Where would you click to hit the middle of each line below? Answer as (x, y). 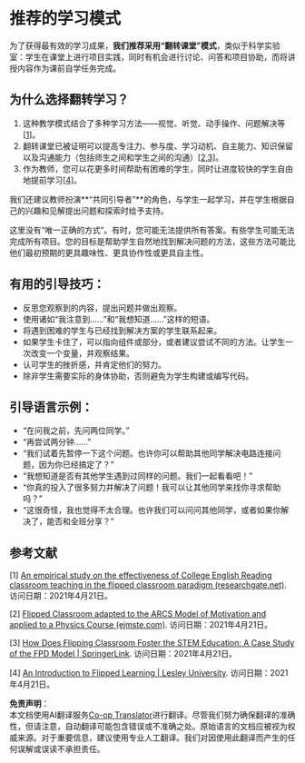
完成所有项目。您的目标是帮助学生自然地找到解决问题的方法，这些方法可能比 (152, 241)
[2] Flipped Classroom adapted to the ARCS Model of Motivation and (138, 614)
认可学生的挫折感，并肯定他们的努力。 (94, 364)
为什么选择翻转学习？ (69, 99)
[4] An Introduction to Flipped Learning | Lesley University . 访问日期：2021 (149, 673)
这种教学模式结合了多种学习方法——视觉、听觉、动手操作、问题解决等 (154, 123)
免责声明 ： (30, 704)
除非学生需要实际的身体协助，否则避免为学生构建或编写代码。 (138, 376)
